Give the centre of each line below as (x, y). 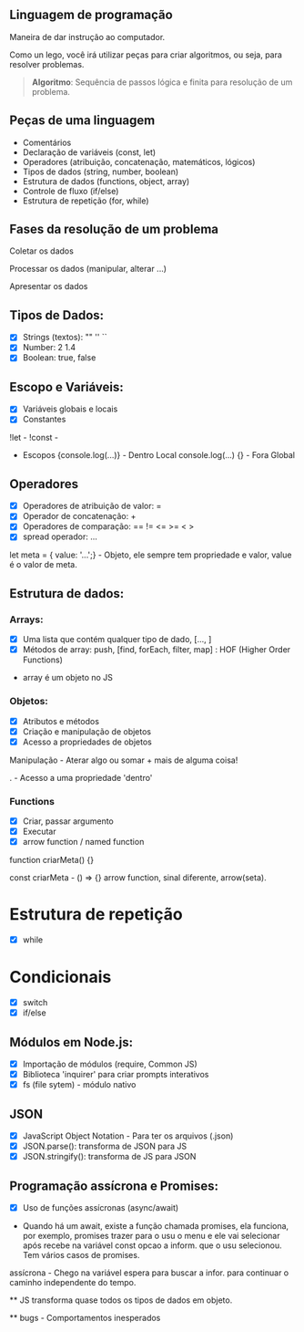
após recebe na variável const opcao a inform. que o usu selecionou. (152, 1245)
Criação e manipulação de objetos (87, 731)
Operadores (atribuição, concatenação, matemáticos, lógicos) (139, 161)
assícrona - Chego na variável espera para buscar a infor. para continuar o (149, 1273)
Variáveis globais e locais (70, 409)
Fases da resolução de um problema (114, 229)
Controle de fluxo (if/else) (71, 191)
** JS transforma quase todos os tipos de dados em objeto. (121, 1300)
